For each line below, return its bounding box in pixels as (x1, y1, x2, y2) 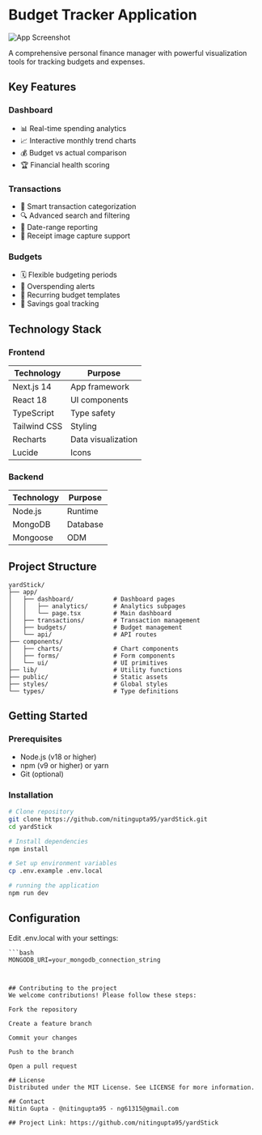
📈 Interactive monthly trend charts (19, 135, 137, 145)
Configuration (8, 912, 81, 925)
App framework (70, 380, 129, 392)
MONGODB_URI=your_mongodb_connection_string (8, 955, 161, 964)
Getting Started (8, 709, 88, 723)
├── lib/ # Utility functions (8, 666, 183, 674)
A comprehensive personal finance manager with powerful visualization (8, 48, 247, 57)
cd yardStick (8, 823, 53, 831)
